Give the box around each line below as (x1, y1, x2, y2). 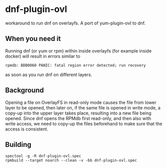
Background (5, 86, 44, 94)
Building (5, 140, 31, 148)
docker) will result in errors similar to (5, 53, 81, 59)
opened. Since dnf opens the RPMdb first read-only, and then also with (5, 115, 152, 121)
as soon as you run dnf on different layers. (5, 71, 92, 77)
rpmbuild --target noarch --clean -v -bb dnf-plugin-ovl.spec (5, 158, 137, 163)
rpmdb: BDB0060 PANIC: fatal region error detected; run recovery (5, 62, 146, 68)
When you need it (5, 34, 61, 43)
